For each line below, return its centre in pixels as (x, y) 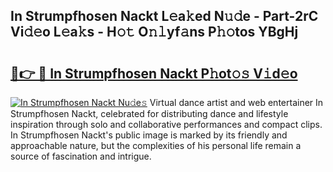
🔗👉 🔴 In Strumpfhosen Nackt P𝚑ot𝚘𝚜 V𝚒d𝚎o (154, 73)
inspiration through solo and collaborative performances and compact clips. (166, 124)
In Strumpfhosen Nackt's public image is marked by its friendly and (149, 135)
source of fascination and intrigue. (81, 156)
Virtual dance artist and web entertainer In (236, 102)
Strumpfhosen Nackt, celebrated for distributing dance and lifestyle (149, 113)
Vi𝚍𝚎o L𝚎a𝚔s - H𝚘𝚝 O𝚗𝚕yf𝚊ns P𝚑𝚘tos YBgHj (154, 32)
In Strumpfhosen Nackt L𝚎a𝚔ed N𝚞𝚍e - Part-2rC (164, 16)
